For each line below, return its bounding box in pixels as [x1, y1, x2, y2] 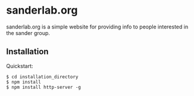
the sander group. [6, 29, 51, 36]
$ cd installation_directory [6, 73, 79, 80]
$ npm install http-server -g [6, 84, 82, 90]
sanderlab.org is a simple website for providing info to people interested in [6, 23, 189, 30]
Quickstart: [6, 62, 34, 69]
